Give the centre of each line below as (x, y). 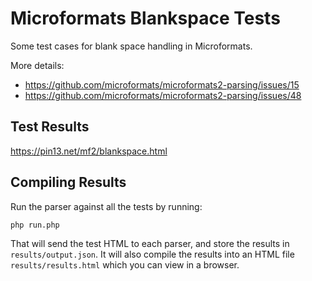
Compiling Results (68, 182)
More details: (37, 65)
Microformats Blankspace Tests (145, 18)
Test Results (50, 127)
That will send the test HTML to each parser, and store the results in (150, 243)
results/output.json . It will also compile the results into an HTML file (152, 254)
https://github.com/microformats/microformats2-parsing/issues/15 (162, 84)
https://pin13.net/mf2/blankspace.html (89, 151)
